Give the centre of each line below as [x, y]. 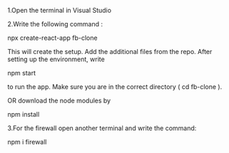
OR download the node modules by [59, 100]
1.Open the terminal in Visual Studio [60, 10]
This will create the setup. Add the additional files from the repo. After [110, 52]
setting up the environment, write [56, 59]
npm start [22, 73]
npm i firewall [27, 142]
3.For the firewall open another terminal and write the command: [102, 128]
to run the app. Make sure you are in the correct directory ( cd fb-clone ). [115, 87]
